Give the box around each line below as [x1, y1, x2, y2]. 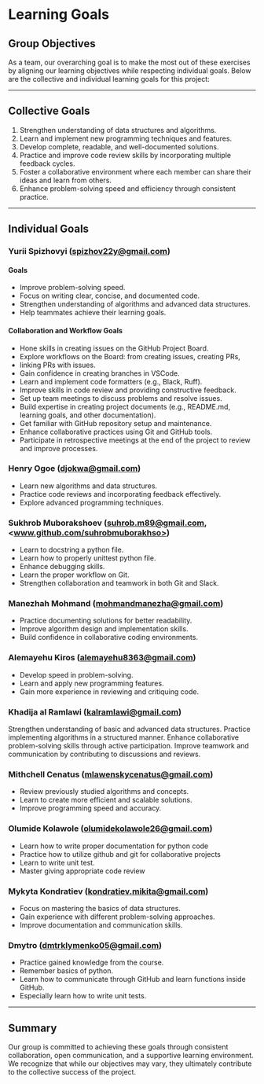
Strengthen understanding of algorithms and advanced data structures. [19, 299, 251, 309]
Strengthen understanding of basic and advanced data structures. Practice [8, 725, 251, 734]
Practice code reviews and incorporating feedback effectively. [19, 489, 222, 498]
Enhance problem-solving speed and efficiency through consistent [19, 183, 236, 193]
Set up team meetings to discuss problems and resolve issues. [19, 393, 222, 402]
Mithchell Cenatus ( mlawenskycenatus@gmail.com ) [8, 769, 214, 780]
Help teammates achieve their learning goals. [19, 308, 167, 318]
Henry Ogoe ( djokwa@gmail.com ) [8, 463, 141, 474]
